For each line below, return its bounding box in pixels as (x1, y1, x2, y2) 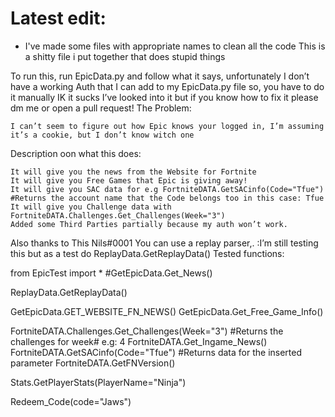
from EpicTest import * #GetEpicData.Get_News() (10, 267, 213, 279)
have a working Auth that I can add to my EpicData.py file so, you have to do (10, 80, 325, 92)
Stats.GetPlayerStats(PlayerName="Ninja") (10, 376, 187, 388)
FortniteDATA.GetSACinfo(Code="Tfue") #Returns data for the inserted (10, 346, 303, 358)
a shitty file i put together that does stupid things (24, 50, 226, 62)
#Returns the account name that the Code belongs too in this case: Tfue (10, 193, 325, 203)
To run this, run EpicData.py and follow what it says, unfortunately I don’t (10, 70, 310, 82)
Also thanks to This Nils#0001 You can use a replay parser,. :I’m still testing (10, 237, 319, 249)
